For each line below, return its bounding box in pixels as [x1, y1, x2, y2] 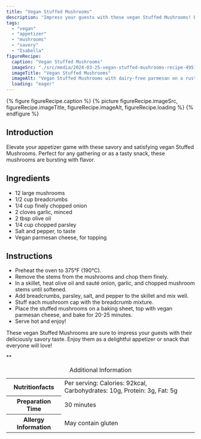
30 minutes [64, 400, 97, 408]
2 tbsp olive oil [14, 215, 51, 222]
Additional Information [69, 366, 132, 374]
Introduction [6, 127, 54, 138]
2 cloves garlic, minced [14, 208, 73, 215]
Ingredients [6, 173, 50, 184]
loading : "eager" [11, 81, 55, 87]
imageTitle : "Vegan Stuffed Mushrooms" [11, 70, 111, 76]
